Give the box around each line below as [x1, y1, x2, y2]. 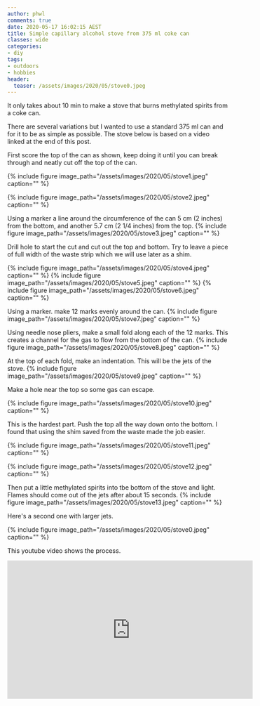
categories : [7, 43, 42, 50]
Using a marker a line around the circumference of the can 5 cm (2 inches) [7, 214, 223, 223]
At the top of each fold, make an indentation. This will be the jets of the [7, 357, 212, 365]
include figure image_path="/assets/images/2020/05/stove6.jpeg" [7, 286, 200, 295]
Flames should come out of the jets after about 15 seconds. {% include [7, 491, 212, 499]
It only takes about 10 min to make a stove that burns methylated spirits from [7, 101, 228, 110]
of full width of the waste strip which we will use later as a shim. [7, 250, 192, 259]
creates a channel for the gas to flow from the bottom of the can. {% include [7, 336, 228, 344]
